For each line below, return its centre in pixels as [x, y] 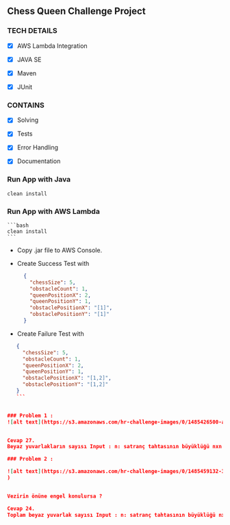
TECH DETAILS [33, 31]
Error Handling [38, 147]
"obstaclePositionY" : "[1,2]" [65, 384]
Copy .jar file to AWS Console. [60, 250]
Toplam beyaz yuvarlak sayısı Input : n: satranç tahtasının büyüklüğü [111, 515]
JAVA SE [29, 59]
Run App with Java [39, 180]
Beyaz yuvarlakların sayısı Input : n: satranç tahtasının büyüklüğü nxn [115, 447]
